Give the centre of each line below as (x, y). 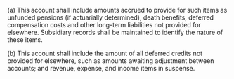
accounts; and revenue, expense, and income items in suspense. (101, 68)
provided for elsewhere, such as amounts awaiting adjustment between (111, 61)
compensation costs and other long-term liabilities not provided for (104, 25)
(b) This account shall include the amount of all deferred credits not (105, 53)
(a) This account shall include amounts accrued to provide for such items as (117, 10)
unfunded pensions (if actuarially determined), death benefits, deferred (111, 17)
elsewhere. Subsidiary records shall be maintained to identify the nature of (115, 32)
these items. (25, 40)
